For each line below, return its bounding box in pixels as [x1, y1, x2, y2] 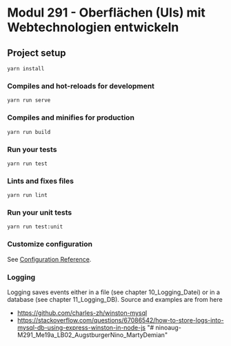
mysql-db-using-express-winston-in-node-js [17, 323, 146, 332]
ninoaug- [154, 323, 181, 332]
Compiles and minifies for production [7, 113, 134, 122]
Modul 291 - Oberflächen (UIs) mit [7, 5, 205, 21]
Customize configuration [7, 240, 93, 249]
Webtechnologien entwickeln [7, 19, 179, 35]
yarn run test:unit [7, 223, 63, 231]
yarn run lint [7, 192, 48, 199]
